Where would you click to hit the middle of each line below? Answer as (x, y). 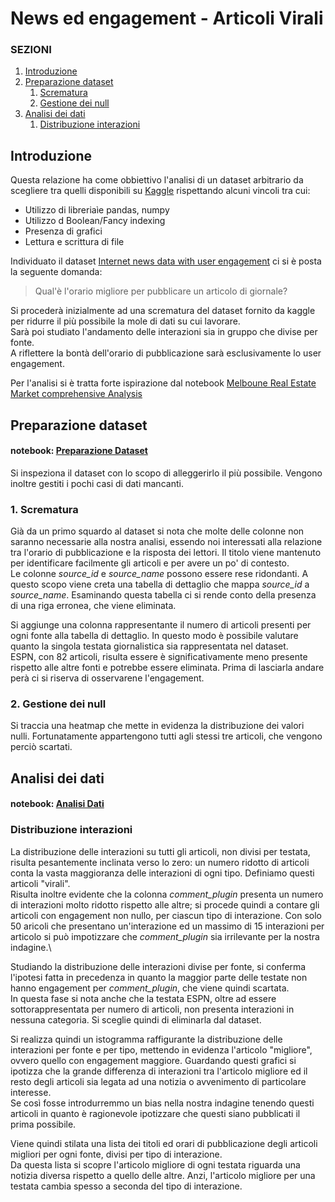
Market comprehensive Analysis (76, 394)
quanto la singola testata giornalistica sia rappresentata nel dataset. (149, 646)
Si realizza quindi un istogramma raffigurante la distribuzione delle (146, 1039)
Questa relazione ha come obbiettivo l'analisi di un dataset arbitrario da (157, 180)
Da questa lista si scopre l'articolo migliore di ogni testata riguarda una (155, 1164)
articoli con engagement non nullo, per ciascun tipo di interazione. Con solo (166, 915)
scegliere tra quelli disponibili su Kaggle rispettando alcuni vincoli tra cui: (160, 191)
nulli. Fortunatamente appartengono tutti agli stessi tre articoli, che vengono (166, 736)
